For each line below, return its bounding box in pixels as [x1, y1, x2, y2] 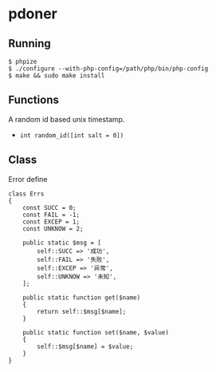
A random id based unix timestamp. [8, 114, 125, 124]
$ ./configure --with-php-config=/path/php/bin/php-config [8, 65, 209, 73]
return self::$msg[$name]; [37, 307, 127, 315]
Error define [8, 174, 48, 184]
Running [8, 37, 52, 50]
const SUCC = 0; [22, 204, 77, 212]
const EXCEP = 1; [22, 217, 81, 226]
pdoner [8, 5, 57, 23]
